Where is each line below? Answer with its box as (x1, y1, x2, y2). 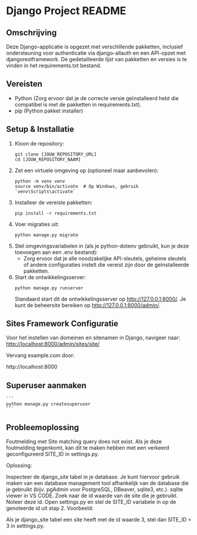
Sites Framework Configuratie (6, 319, 119, 329)
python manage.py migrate (14, 232, 78, 238)
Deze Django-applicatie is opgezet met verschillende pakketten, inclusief (6, 43, 183, 50)
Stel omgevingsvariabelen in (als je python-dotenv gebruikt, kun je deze (14, 242, 189, 249)
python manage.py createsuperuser (6, 401, 91, 407)
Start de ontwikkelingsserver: (14, 273, 86, 280)
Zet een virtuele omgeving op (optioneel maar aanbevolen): (14, 167, 159, 174)
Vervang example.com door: (6, 352, 75, 359)
